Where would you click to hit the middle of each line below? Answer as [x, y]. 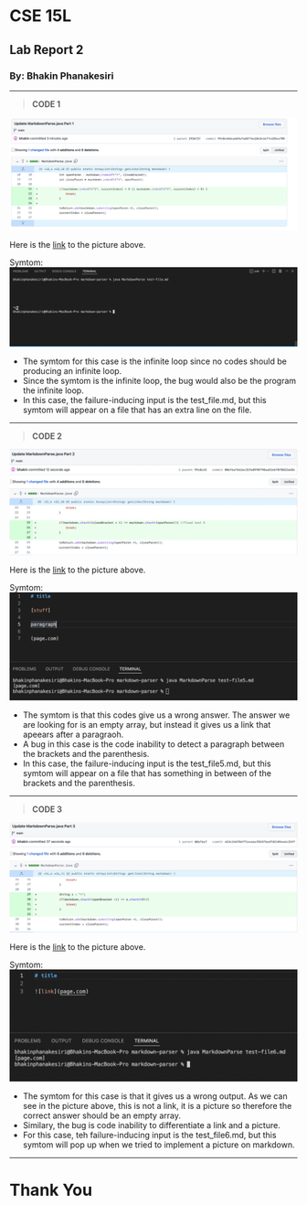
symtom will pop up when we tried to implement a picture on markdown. [159, 1145]
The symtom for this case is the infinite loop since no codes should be [155, 361]
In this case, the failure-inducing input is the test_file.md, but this [144, 400]
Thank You [51, 1190]
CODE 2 [47, 436]
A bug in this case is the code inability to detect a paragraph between [153, 744]
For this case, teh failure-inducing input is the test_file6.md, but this [149, 1135]
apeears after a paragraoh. [73, 735]
